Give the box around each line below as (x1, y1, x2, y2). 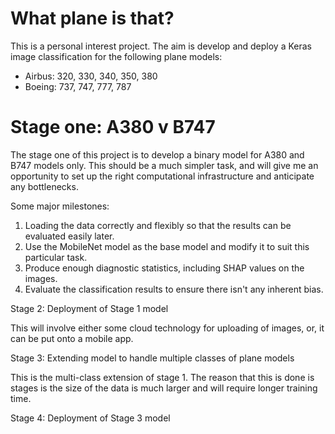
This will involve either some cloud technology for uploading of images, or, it (10, 322, 325, 334)
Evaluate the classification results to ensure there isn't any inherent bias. (24, 283, 324, 295)
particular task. (24, 251, 88, 263)
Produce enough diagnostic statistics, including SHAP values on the (24, 262, 305, 274)
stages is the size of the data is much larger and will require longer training (10, 382, 318, 394)
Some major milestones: (10, 200, 110, 212)
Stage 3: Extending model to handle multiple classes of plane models (10, 352, 295, 364)
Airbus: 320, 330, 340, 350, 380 (24, 70, 158, 82)
